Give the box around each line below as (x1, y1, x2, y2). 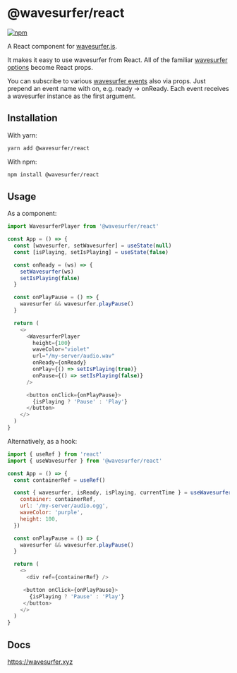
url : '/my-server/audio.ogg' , (20, 502, 109, 509)
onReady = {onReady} (32, 359, 87, 366)
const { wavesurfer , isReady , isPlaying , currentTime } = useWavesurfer (13, 489, 232, 497)
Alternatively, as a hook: (7, 437, 78, 445)
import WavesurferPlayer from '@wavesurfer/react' (7, 223, 159, 230)
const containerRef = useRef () (13, 476, 106, 484)
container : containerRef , (20, 496, 97, 503)
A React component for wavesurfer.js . (7, 42, 118, 50)
